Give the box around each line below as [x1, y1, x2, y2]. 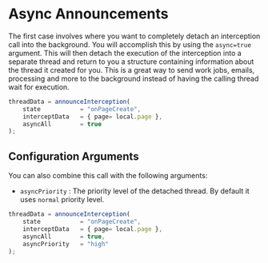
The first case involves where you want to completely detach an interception [8, 31, 261, 41]
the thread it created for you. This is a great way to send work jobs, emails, [8, 65, 255, 74]
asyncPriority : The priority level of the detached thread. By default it [19, 186, 250, 196]
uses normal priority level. [19, 195, 105, 205]
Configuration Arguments [8, 149, 139, 163]
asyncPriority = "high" [22, 240, 110, 248]
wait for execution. [8, 82, 70, 92]
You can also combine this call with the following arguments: [8, 171, 208, 181]
